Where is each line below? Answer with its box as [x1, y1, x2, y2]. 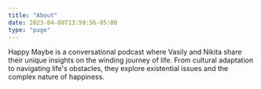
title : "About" [8, 11, 58, 20]
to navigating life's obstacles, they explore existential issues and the [8, 64, 229, 73]
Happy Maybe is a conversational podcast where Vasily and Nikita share [8, 48, 242, 57]
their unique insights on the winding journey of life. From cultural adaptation [8, 55, 254, 65]
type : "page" [8, 26, 51, 34]
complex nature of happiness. [8, 72, 105, 82]
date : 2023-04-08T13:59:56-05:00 [8, 19, 118, 27]
